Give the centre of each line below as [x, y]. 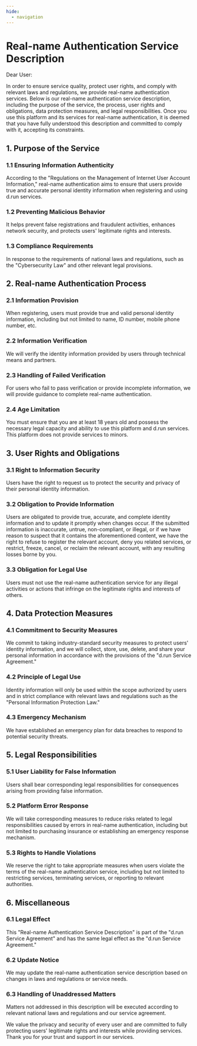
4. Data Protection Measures [59, 613]
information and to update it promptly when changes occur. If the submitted [98, 523]
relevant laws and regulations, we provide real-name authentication [88, 92]
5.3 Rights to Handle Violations [51, 853]
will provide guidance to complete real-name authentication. [79, 394]
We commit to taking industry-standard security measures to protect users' [97, 643]
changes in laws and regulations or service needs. [67, 979]
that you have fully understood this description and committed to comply [94, 123]
